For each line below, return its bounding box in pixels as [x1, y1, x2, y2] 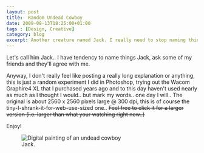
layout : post [6, 8, 39, 15]
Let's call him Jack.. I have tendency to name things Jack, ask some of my [6, 54, 192, 61]
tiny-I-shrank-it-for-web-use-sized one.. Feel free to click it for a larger [6, 104, 184, 111]
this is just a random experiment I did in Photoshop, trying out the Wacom [6, 78, 190, 86]
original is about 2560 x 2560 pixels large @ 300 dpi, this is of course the [6, 98, 190, 105]
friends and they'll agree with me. [6, 60, 90, 67]
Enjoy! [6, 123, 22, 129]
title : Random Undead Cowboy [6, 15, 83, 21]
